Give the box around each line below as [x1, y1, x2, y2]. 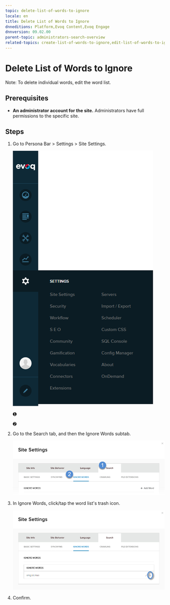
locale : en [5, 13, 28, 19]
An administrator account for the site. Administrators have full [12, 107, 144, 113]
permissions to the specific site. [12, 113, 79, 119]
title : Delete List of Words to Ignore [5, 19, 90, 24]
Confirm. [12, 595, 31, 601]
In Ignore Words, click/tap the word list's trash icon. [12, 500, 120, 506]
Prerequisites [5, 94, 49, 103]
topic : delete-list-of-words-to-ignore [5, 8, 90, 13]
